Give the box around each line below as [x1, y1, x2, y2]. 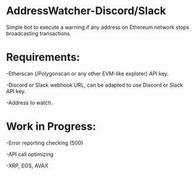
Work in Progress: [6, 120, 96, 133]
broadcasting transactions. [6, 29, 72, 37]
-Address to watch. [6, 99, 53, 106]
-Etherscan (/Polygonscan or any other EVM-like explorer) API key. [6, 70, 169, 77]
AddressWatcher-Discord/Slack [6, 4, 167, 18]
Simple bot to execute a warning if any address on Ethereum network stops [6, 24, 190, 31]
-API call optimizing [6, 150, 54, 157]
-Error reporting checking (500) [6, 139, 83, 146]
